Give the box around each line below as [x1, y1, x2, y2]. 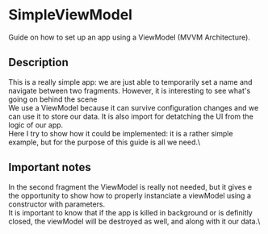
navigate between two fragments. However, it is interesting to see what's [8, 86, 251, 95]
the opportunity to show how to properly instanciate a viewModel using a [8, 190, 252, 200]
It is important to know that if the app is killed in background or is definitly [8, 207, 253, 217]
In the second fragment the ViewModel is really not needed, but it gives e [8, 182, 253, 191]
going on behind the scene [8, 94, 98, 104]
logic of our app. [8, 119, 64, 130]
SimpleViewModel [8, 6, 133, 24]
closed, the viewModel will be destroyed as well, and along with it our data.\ [8, 216, 261, 226]
